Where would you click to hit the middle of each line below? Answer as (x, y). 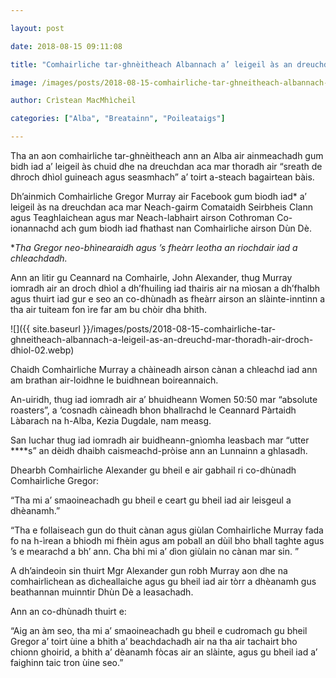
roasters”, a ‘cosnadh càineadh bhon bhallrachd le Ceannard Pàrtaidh (153, 410)
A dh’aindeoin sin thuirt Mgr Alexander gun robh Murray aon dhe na (149, 570)
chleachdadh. (39, 258)
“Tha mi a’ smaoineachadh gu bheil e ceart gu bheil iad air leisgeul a (151, 500)
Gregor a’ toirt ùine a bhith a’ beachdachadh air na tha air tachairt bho (154, 641)
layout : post (37, 28)
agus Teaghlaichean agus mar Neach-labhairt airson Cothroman (142, 217)
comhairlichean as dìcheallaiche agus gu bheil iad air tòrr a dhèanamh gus (163, 581)
